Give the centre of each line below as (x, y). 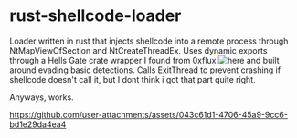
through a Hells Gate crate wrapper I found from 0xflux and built (145, 60)
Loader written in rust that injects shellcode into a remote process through (149, 41)
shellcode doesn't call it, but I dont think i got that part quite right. (133, 79)
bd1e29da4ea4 (38, 124)
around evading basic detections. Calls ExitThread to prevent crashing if (145, 70)
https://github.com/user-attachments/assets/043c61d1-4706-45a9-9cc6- (148, 114)
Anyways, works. (42, 97)
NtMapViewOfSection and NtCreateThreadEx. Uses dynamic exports (138, 50)
